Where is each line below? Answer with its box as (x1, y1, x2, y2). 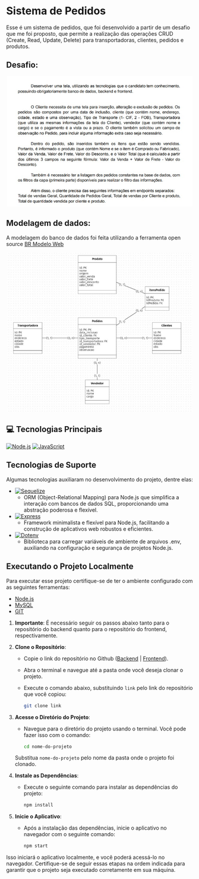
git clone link (23, 702, 61, 708)
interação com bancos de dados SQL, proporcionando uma (23, 500, 169, 507)
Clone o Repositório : (14, 643, 67, 650)
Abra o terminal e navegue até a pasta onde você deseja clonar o (23, 666, 184, 673)
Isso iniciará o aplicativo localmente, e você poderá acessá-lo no (6, 854, 165, 861)
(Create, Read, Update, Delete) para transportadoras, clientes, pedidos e (6, 36, 184, 43)
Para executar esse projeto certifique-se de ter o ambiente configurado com (6, 577, 193, 584)
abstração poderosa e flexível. (23, 506, 98, 513)
